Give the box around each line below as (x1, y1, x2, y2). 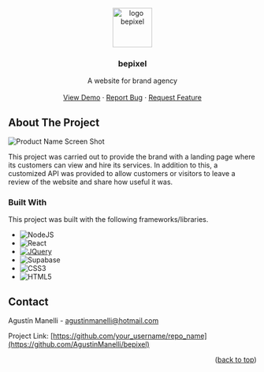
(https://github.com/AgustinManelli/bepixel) (8, 340, 150, 349)
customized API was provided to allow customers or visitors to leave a (8, 169, 236, 178)
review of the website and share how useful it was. (8, 177, 173, 187)
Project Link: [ (8, 331, 54, 341)
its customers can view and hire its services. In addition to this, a (8, 160, 218, 170)
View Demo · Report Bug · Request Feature (62, 93, 203, 103)
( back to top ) (214, 355, 257, 365)
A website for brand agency (87, 76, 178, 85)
